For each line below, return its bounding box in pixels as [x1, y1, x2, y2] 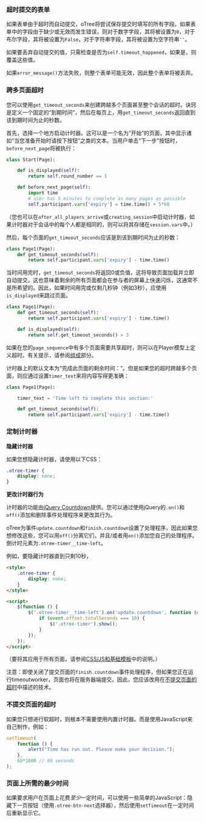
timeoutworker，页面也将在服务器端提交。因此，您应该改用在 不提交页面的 [11, 676, 197, 684]
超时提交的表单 [6, 5, 50, 13]
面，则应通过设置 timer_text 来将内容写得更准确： [6, 372, 129, 379]
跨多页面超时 [6, 86, 44, 95]
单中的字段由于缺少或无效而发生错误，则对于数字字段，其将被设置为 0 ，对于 [6, 28, 195, 35]
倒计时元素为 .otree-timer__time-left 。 [6, 540, 106, 547]
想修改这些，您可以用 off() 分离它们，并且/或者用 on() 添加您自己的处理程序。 [6, 532, 198, 539]
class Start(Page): [6, 157, 56, 163]
